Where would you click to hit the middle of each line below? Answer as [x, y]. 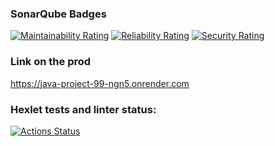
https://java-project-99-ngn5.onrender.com [100, 83]
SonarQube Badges [58, 14]
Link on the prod [51, 62]
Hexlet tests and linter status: [83, 109]
